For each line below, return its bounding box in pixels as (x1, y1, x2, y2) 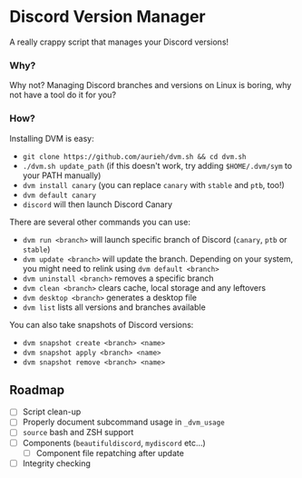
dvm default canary (22, 191, 97, 200)
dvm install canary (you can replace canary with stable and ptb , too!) (22, 179, 286, 190)
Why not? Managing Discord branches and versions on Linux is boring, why (9, 80, 292, 91)
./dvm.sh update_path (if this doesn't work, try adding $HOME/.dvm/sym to (22, 160, 293, 171)
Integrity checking (22, 457, 91, 469)
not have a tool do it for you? (9, 89, 116, 101)
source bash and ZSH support (22, 427, 134, 438)
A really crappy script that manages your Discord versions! (9, 36, 229, 47)
